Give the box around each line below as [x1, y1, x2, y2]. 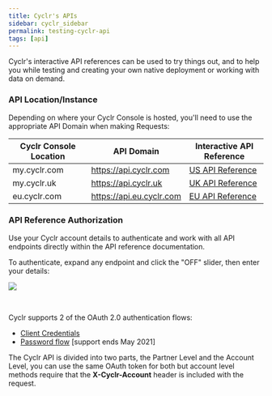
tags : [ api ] [8, 34, 49, 43]
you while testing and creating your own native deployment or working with [8, 66, 260, 75]
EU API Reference [189, 190, 257, 202]
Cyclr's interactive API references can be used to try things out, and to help [8, 57, 260, 66]
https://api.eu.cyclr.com [91, 190, 182, 202]
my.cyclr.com [12, 164, 64, 175]
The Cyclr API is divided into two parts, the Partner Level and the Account [8, 352, 255, 362]
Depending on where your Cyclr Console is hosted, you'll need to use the [8, 113, 253, 122]
